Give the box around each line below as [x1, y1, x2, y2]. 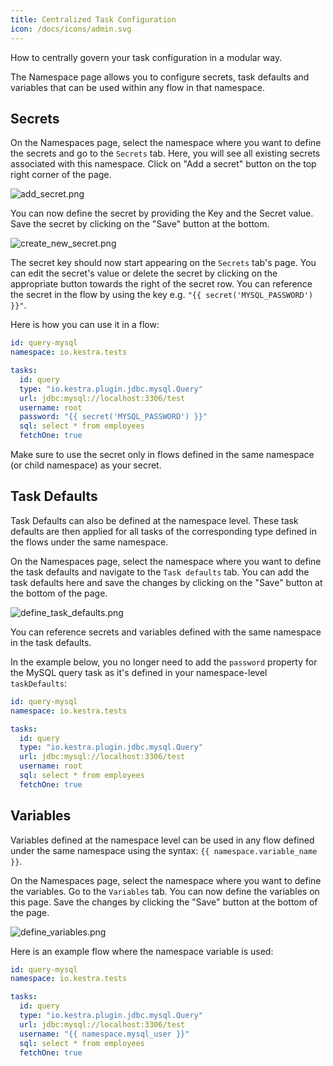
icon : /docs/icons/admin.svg [10, 24, 132, 34]
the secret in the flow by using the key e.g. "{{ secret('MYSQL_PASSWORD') [10, 289, 314, 301]
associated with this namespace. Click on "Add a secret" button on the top [10, 158, 317, 170]
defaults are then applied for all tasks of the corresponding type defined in [10, 525, 317, 537]
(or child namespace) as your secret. [10, 459, 162, 471]
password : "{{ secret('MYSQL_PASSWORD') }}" [19, 412, 208, 422]
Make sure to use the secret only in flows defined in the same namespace [10, 449, 315, 461]
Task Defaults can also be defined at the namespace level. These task [10, 514, 299, 526]
